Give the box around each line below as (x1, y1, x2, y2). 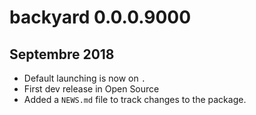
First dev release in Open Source (23, 83, 160, 95)
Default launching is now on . (23, 72, 146, 84)
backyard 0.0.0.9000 (9, 6, 192, 29)
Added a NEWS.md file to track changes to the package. (23, 94, 247, 105)
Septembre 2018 (9, 46, 115, 63)
